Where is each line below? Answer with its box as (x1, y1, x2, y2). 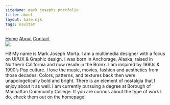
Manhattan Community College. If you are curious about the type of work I (5, 89, 162, 95)
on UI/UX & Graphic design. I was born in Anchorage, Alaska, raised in (5, 56, 153, 62)
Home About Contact (5, 36, 50, 42)
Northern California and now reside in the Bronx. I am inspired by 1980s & (5, 62, 160, 68)
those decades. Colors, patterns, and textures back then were (5, 72, 136, 78)
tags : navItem (5, 21, 36, 27)
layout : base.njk (5, 17, 42, 22)
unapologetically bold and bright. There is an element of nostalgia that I (5, 77, 156, 84)
